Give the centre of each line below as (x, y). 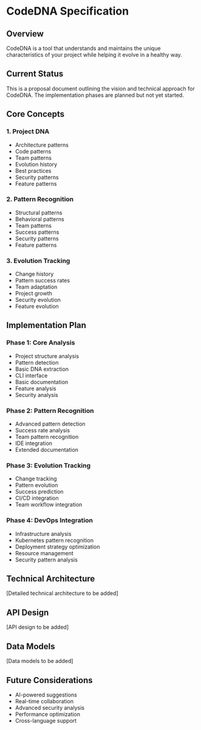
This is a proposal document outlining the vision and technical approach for (101, 88)
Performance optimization (48, 714)
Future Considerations (49, 680)
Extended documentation (47, 450)
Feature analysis (36, 388)
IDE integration (34, 443)
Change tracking (36, 479)
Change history (34, 274)
